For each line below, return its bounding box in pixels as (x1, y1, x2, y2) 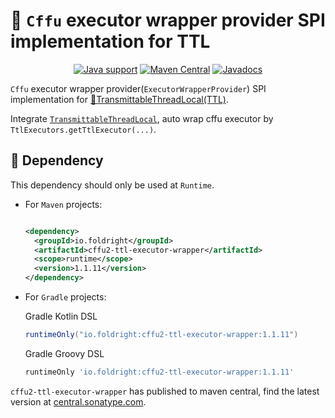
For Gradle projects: (24, 291, 107, 303)
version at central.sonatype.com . (10, 395, 147, 408)
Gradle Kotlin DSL (24, 310, 98, 322)
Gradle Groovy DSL (24, 347, 105, 359)
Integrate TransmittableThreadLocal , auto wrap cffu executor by (10, 112, 274, 124)
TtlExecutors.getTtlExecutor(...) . (10, 123, 157, 135)
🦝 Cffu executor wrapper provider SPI (10, 9, 326, 32)
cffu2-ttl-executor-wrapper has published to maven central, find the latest (10, 385, 320, 397)
